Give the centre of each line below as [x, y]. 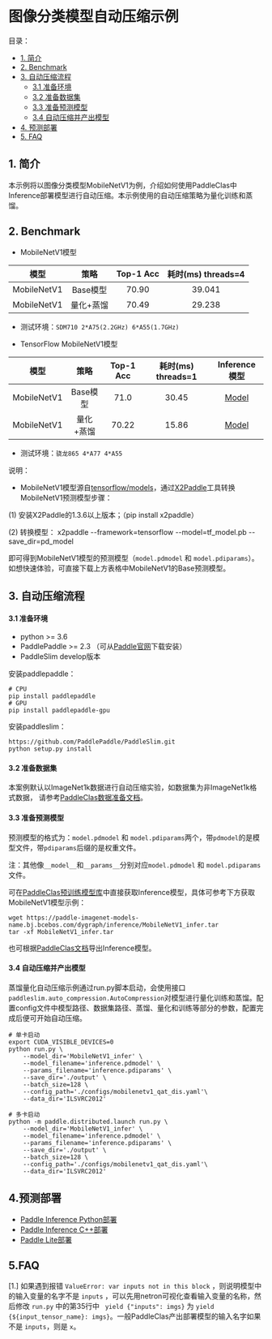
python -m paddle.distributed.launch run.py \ [88, 1122]
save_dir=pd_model [41, 541]
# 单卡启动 [24, 1035]
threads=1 [176, 377]
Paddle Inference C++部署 [64, 1229]
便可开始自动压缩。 [54, 1018]
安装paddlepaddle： [42, 674]
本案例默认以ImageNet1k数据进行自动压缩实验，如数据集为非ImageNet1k [129, 787]
